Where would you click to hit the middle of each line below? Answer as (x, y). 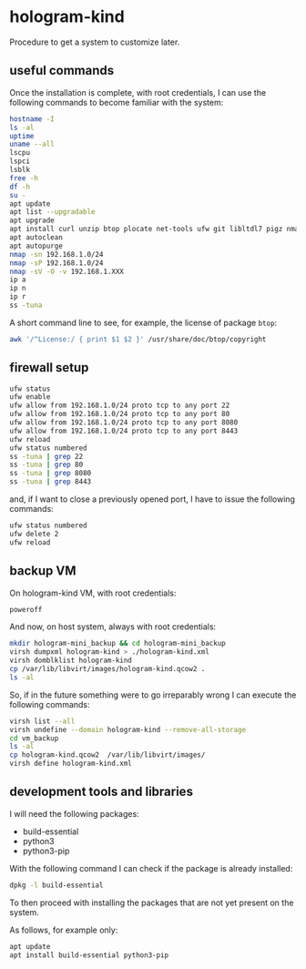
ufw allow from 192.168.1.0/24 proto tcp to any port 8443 (124, 431)
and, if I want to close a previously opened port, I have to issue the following (153, 499)
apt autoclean (36, 238)
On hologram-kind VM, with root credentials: (93, 593)
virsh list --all (42, 721)
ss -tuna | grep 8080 (51, 474)
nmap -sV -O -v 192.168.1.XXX (67, 271)
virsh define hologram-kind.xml (71, 764)
